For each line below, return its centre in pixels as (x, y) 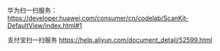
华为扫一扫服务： (32, 10)
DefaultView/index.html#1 (45, 25)
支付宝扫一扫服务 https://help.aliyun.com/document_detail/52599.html (110, 40)
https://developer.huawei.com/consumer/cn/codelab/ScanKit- (98, 18)
